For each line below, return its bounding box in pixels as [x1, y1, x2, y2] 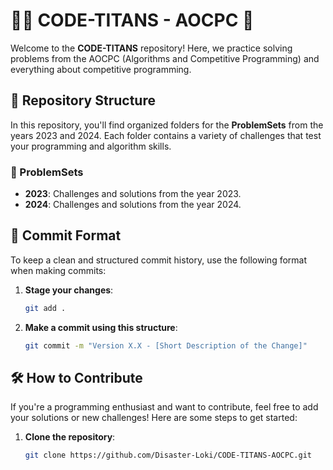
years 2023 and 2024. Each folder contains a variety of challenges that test [10, 129, 322, 141]
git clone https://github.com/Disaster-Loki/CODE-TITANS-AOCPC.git [24, 450, 312, 461]
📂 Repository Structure [10, 92, 156, 109]
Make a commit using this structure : [24, 321, 178, 333]
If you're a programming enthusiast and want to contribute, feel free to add [10, 401, 319, 413]
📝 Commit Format [10, 227, 122, 244]
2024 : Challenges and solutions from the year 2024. [24, 199, 242, 211]
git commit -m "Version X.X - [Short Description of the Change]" [24, 340, 308, 351]
